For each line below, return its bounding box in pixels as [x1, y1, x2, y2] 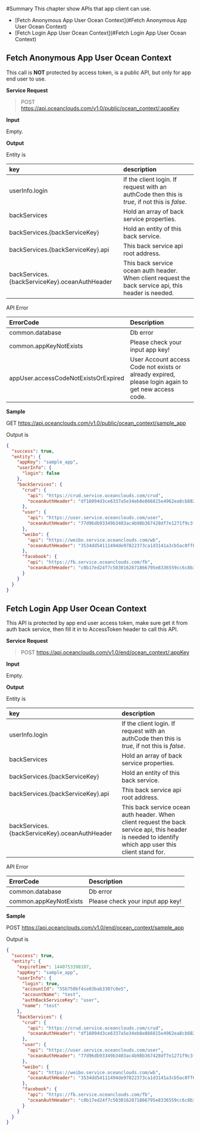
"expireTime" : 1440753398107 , [17, 964, 92, 970]
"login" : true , [21, 980, 60, 986]
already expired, [130, 370, 176, 378]
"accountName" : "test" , [21, 992, 82, 998]
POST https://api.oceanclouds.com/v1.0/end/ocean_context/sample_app [6, 924, 185, 931]
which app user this [121, 841, 177, 849]
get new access [130, 385, 174, 393]
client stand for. [121, 848, 165, 856]
